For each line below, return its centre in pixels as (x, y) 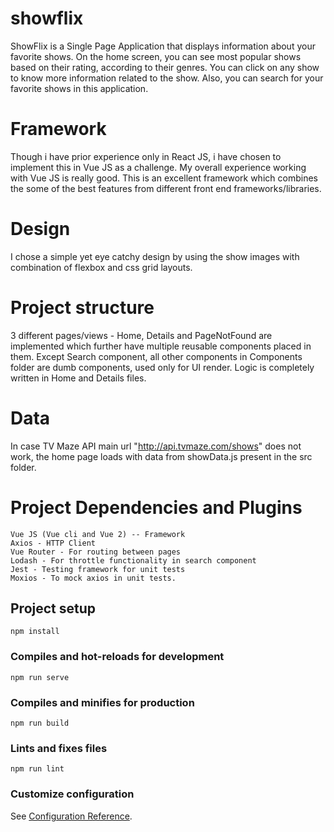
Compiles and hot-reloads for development (117, 657)
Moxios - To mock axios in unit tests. (93, 578)
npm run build (40, 723)
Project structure (82, 308)
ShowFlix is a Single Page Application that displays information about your (163, 46)
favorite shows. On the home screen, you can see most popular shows (156, 56)
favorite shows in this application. (79, 88)
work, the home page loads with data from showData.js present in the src (161, 456)
